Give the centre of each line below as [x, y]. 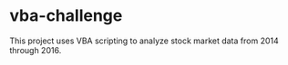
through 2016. [36, 50]
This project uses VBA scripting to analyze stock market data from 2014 [144, 41]
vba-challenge [66, 16]
